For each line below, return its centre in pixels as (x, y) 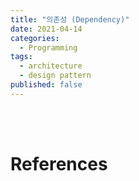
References (59, 163)
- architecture (51, 66)
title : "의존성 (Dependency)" (70, 19)
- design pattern (55, 76)
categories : (35, 38)
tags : (21, 57)
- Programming (48, 47)
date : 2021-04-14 (46, 29)
